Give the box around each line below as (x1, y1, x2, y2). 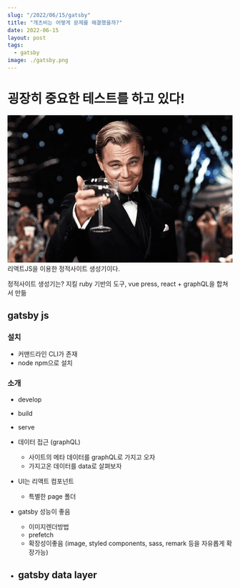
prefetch (28, 530, 54, 539)
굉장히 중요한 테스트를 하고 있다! (7, 91, 185, 107)
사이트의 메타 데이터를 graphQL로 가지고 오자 (28, 452, 156, 461)
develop (17, 395, 42, 404)
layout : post (7, 34, 46, 41)
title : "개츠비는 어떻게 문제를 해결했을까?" (7, 19, 123, 26)
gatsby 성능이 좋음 (17, 507, 71, 516)
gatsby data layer (17, 569, 98, 582)
